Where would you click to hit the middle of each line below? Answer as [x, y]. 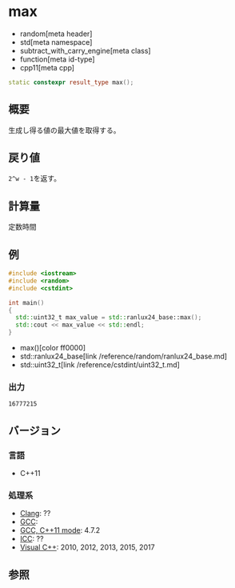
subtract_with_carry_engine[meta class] [85, 50]
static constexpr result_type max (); [71, 82]
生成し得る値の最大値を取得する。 [64, 130]
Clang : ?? [35, 514]
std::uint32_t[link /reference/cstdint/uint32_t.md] [100, 365]
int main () [26, 302]
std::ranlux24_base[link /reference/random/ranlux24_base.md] [123, 356]
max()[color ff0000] [53, 348]
